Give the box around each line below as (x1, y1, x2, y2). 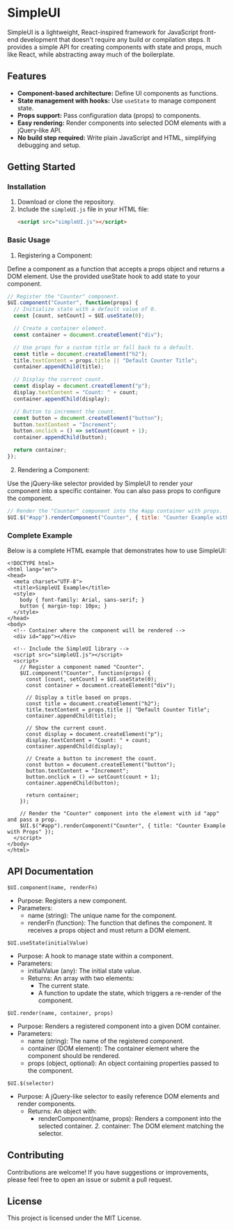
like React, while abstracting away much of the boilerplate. (7, 50, 175, 59)
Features (7, 70, 47, 82)
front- (199, 28, 217, 36)
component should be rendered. (27, 1051, 120, 1060)
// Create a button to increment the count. (25, 755, 157, 762)
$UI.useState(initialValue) (7, 940, 89, 947)
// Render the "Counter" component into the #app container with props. (7, 507, 223, 514)
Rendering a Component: (17, 465, 90, 474)
